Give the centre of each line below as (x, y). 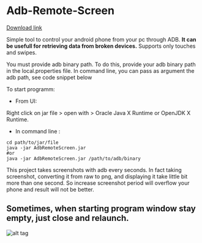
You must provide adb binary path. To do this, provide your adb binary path (101, 64)
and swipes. (22, 52)
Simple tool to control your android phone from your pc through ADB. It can (102, 39)
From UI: (26, 101)
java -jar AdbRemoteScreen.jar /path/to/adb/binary (73, 159)
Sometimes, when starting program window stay (101, 209)
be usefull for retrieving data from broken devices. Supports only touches (101, 46)
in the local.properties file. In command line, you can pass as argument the (100, 70)
